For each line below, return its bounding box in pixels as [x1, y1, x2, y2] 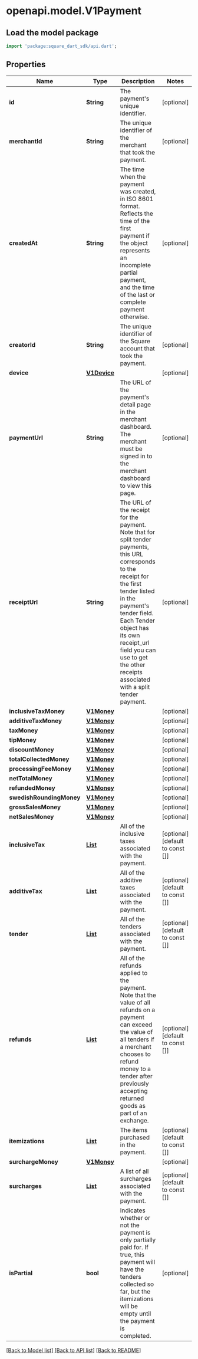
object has [120, 623, 149, 632]
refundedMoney [9, 783, 56, 792]
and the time [120, 283, 155, 291]
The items [120, 1125, 148, 1134]
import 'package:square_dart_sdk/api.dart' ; [6, 43, 117, 49]
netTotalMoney [9, 774, 53, 782]
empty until [120, 1309, 151, 1318]
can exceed [120, 1020, 153, 1029]
